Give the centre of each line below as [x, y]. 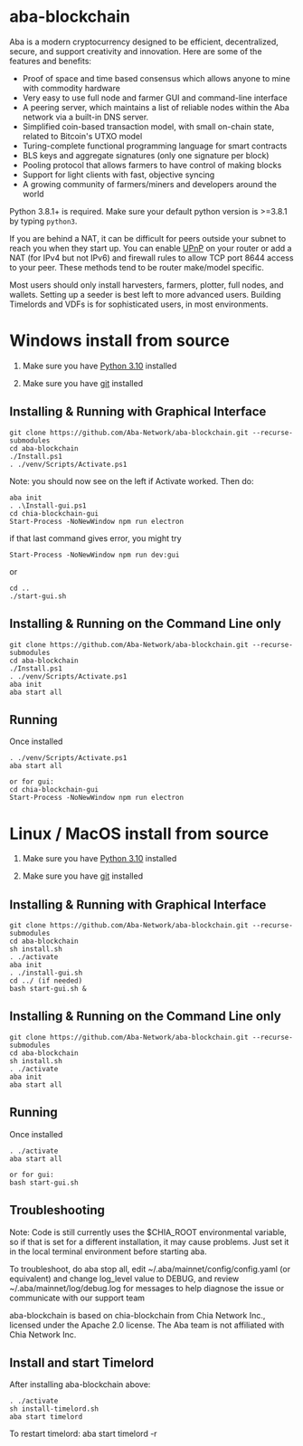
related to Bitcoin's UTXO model [82, 136]
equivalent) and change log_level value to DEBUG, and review [124, 1279]
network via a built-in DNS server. [85, 117]
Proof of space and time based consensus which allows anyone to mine [156, 78]
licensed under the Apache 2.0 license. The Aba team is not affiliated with [147, 1325]
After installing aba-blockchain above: [80, 1384]
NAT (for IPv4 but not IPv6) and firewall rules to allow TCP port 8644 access [151, 257]
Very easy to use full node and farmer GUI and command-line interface [155, 98]
